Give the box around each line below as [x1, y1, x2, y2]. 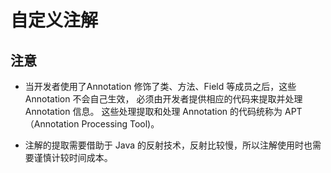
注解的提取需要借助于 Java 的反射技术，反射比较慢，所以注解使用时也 [24, 139, 313, 151]
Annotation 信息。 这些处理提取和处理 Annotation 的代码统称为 [24, 106, 283, 117]
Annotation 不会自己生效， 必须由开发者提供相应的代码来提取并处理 [24, 93, 303, 105]
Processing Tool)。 [81, 118, 160, 130]
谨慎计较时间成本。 [33, 152, 113, 163]
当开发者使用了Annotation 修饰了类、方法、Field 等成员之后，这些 [24, 81, 297, 92]
